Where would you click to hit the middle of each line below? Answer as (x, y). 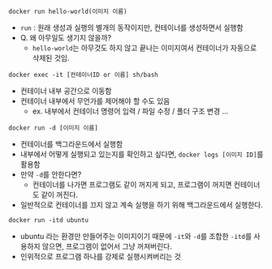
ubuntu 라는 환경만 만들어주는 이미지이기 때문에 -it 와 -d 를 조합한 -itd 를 (136, 236)
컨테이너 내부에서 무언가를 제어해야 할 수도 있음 (95, 101)
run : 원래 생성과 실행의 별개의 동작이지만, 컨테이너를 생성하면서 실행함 (132, 28)
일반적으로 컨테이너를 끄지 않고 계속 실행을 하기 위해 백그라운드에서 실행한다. (142, 205)
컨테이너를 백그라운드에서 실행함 (71, 144)
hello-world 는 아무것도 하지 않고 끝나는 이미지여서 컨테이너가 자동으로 (145, 48)
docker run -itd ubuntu (49, 220)
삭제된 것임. (51, 58)
